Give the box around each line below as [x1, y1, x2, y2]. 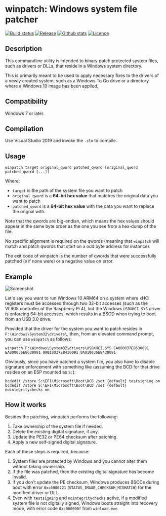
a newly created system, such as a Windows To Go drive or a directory [5, 77, 149, 83]
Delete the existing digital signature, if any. [12, 428, 99, 435]
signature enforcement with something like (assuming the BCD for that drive [5, 364, 160, 369]
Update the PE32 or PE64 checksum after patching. [12, 434, 118, 440]
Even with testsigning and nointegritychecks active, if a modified [12, 495, 147, 501]
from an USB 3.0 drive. [5, 316, 52, 322]
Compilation [5, 124, 43, 133]
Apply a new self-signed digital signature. [12, 439, 97, 445]
